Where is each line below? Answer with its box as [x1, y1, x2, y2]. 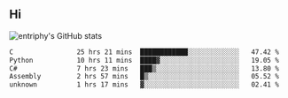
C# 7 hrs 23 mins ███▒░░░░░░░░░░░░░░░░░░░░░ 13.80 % [9, 64, 279, 73]
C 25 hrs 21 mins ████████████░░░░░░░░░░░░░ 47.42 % [9, 48, 279, 57]
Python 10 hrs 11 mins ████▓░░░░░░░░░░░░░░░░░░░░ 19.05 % [9, 56, 279, 64]
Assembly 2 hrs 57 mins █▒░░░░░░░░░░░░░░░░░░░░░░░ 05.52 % [9, 72, 279, 81]
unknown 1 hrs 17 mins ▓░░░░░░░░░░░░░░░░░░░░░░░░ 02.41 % [9, 80, 279, 89]
